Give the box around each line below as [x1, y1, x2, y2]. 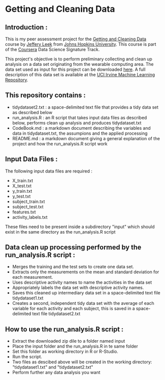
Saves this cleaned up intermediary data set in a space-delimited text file [12, 290, 161, 296]
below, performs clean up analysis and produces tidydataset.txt [12, 119, 142, 126]
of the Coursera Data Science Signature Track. [5, 47, 100, 52]
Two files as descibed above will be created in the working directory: [12, 359, 152, 365]
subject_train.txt [12, 198, 45, 205]
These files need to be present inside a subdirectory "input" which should [5, 224, 155, 230]
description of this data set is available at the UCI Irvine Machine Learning [5, 72, 155, 77]
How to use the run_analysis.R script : [5, 325, 124, 333]
